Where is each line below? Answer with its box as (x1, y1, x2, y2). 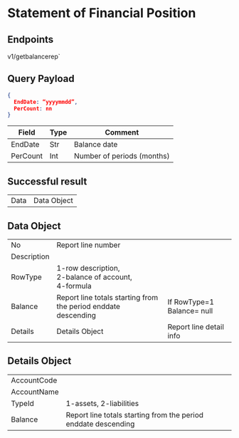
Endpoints (7, 33, 54, 46)
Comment (105, 127, 139, 137)
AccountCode (11, 375, 58, 385)
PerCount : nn (14, 105, 53, 112)
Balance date (73, 140, 118, 150)
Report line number (56, 240, 121, 250)
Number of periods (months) (73, 151, 170, 161)
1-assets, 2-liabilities (65, 398, 139, 408)
